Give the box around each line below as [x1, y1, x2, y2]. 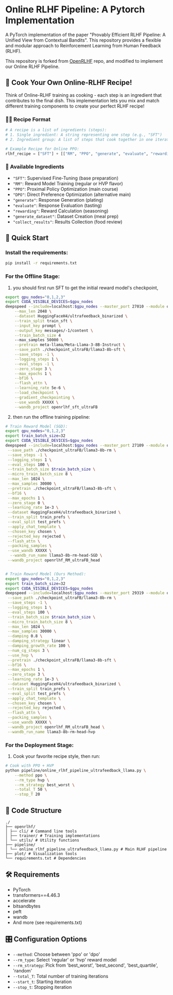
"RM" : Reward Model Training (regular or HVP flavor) [12, 180, 124, 186]
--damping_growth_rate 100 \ [7, 643, 71, 649]
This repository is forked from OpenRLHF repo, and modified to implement [5, 58, 163, 64]
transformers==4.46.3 [12, 892, 60, 898]
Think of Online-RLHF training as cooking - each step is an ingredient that [5, 92, 162, 98]
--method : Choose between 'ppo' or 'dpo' [12, 951, 100, 957]
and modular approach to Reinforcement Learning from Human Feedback [5, 42, 161, 48]
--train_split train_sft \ [14, 318, 73, 324]
